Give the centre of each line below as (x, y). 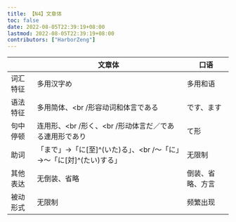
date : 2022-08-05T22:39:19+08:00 (56, 27)
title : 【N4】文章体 (34, 14)
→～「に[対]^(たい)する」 (79, 160)
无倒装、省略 (58, 178)
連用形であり (65, 136)
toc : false (23, 20)
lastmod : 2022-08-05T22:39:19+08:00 (61, 33)
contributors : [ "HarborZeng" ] (52, 40)
